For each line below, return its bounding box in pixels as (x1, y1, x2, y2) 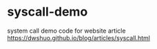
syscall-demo (7, 4, 88, 20)
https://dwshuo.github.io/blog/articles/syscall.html (7, 33, 150, 42)
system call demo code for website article (7, 27, 126, 35)
